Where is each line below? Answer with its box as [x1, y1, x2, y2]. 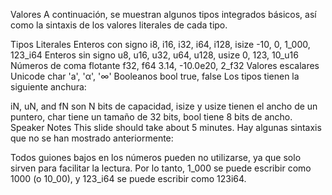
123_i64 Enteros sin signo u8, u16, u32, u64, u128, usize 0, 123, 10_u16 [10, 49, 299, 61]
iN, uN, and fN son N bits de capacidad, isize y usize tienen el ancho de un [10, 100, 318, 112]
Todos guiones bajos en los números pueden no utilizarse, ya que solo [10, 152, 302, 163]
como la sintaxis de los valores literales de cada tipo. [10, 19, 228, 31]
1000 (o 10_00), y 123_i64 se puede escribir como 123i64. [10, 173, 247, 184]
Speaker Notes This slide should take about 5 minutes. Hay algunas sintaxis [10, 122, 322, 133]
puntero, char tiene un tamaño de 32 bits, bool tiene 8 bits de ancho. [10, 111, 293, 123]
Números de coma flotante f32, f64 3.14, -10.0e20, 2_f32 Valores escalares [10, 60, 320, 71]
